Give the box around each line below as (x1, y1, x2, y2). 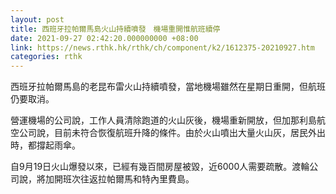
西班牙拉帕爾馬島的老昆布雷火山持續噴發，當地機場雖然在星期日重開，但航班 (10, 81, 326, 93)
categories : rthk (10, 52, 83, 62)
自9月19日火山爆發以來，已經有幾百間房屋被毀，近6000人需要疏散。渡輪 (10, 161, 310, 173)
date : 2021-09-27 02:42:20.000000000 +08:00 (10, 33, 199, 43)
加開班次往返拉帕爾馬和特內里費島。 (44, 173, 195, 185)
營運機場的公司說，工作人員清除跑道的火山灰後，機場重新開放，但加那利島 (10, 114, 317, 126)
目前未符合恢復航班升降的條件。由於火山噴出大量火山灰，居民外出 (53, 127, 326, 139)
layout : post (10, 14, 65, 25)
